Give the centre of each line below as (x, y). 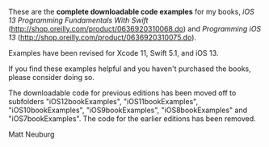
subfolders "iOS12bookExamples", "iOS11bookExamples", (103, 101)
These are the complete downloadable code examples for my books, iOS (131, 12)
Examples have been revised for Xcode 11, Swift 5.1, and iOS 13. (113, 53)
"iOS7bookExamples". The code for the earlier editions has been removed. (132, 119)
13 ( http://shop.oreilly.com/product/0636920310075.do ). (102, 37)
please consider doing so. (51, 77)
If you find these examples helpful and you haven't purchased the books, (130, 69)
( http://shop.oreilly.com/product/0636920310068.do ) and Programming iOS (135, 29)
